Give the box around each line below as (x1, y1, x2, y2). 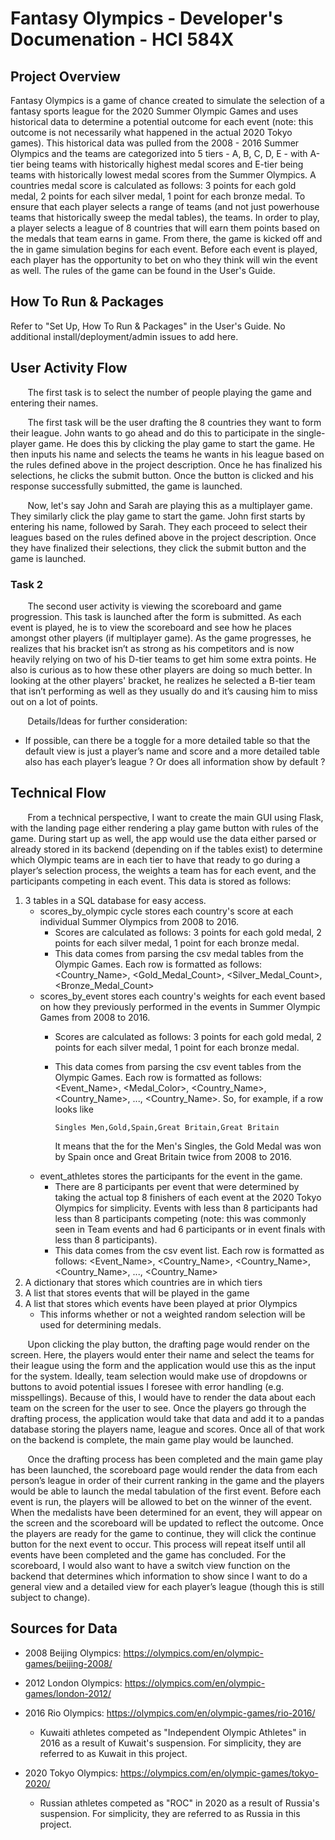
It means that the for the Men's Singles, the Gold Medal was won (54, 1140, 322, 1152)
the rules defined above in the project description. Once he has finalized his (10, 458, 323, 471)
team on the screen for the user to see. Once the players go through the (10, 1402, 307, 1414)
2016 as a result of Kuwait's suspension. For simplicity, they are (39, 1737, 302, 1749)
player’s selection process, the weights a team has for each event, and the (10, 864, 317, 876)
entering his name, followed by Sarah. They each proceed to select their (10, 520, 308, 532)
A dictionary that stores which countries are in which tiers (24, 1276, 263, 1288)
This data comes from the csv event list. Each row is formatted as (54, 1244, 325, 1256)
